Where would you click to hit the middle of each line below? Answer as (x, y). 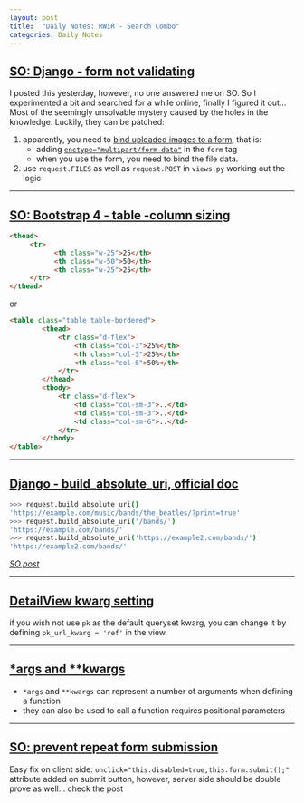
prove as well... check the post (66, 788)
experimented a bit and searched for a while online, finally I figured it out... (148, 103)
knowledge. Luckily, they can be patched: (87, 122)
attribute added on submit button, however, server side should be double (145, 779)
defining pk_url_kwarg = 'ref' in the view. (89, 632)
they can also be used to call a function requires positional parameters (154, 710)
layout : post (34, 18)
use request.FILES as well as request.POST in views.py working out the (153, 169)
